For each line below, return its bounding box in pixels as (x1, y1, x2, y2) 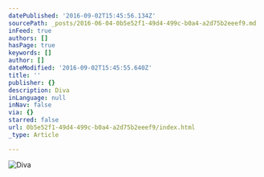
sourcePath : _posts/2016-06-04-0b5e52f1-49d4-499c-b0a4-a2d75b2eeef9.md (8, 19, 257, 27)
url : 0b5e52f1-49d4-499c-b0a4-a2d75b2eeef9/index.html (8, 123, 196, 131)
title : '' (8, 71, 42, 79)
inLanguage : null (8, 94, 67, 102)
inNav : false (8, 101, 52, 109)
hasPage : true (8, 42, 56, 50)
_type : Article (8, 131, 59, 139)
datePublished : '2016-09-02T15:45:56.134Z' (8, 11, 156, 20)
